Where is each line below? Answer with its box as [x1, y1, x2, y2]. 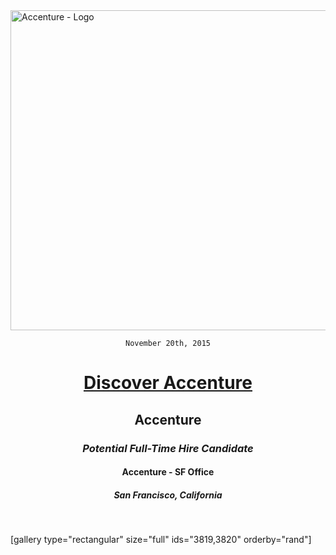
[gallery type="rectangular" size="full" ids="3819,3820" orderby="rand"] [10, 534, 312, 546]
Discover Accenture [83, 372, 253, 394]
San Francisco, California [113, 489, 223, 501]
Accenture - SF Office [121, 466, 215, 478]
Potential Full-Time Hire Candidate [82, 441, 254, 455]
